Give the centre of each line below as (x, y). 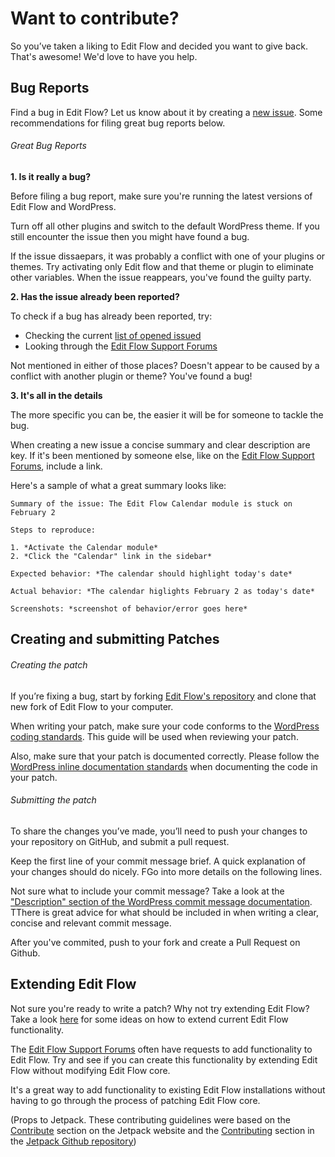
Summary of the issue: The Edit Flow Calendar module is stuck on (151, 503)
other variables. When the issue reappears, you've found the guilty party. (161, 277)
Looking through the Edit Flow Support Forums (121, 346)
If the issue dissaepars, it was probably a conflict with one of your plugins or (168, 256)
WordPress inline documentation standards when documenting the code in (164, 766)
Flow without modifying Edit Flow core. (90, 1070)
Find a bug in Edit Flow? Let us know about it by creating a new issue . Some (166, 112)
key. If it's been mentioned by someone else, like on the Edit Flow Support (162, 455)
